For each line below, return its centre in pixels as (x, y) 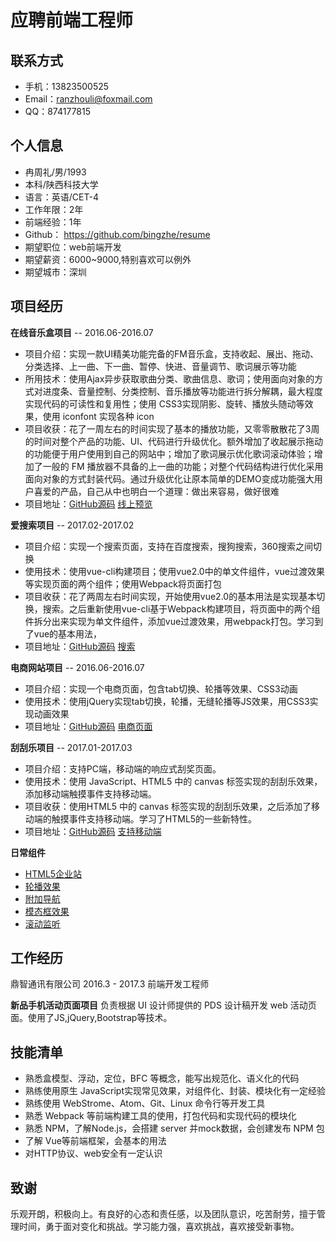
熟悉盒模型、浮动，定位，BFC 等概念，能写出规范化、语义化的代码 (162, 1078)
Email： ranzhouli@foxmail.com (88, 99)
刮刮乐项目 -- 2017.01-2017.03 (71, 747)
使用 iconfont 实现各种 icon (98, 416)
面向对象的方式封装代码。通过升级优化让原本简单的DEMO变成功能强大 (169, 478)
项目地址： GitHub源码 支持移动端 (93, 831)
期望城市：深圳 (55, 272)
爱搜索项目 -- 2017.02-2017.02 (72, 525)
